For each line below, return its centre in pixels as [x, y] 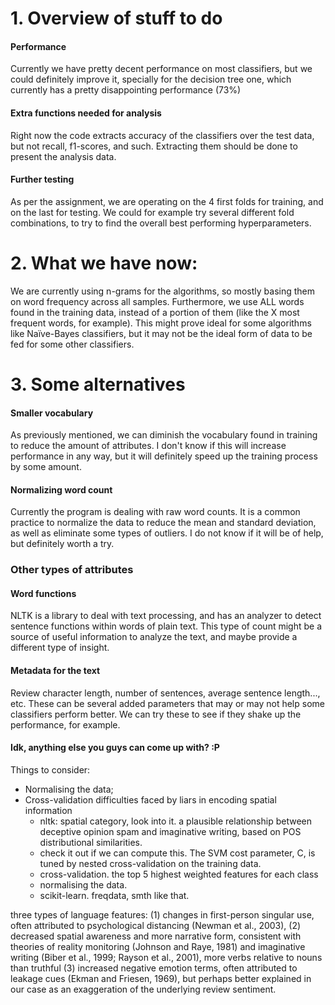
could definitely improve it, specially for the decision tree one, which [151, 79]
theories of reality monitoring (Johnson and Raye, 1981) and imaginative [158, 946]
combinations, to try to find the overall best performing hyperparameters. [161, 223]
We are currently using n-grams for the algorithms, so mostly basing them [163, 291]
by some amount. [46, 467]
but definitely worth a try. [62, 544]
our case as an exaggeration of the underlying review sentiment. [143, 989]
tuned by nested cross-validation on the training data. [150, 863]
